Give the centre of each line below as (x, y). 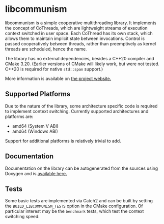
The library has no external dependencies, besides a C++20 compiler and (80, 58)
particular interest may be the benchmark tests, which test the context (74, 211)
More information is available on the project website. (58, 78)
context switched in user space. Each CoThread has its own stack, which (79, 33)
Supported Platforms (38, 94)
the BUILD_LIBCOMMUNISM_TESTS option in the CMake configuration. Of (74, 206)
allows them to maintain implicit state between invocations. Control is (75, 38)
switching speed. (23, 217)
